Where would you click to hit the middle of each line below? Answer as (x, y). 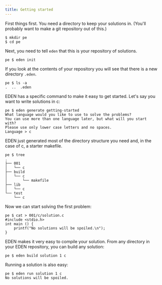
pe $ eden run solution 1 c (34, 273)
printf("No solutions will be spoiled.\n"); (60, 228)
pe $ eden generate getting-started (42, 110)
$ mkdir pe (16, 38)
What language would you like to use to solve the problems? (68, 114)
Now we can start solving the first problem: (48, 206)
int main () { (19, 224)
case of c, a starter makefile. (34, 146)
